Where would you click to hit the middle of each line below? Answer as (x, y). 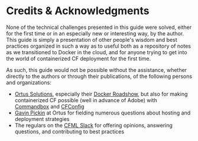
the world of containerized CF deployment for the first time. (79, 58)
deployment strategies (42, 119)
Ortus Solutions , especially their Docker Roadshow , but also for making (101, 94)
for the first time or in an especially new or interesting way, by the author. (95, 33)
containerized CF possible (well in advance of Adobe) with (86, 100)
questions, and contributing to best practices (69, 132)
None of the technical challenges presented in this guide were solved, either (99, 27)
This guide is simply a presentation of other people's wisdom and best (92, 40)
